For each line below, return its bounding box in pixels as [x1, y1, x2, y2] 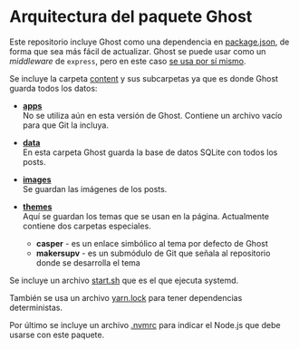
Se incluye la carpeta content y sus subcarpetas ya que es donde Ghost [9, 73, 279, 83]
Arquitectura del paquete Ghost [9, 6, 253, 27]
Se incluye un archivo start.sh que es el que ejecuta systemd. [9, 275, 239, 286]
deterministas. [9, 302, 63, 313]
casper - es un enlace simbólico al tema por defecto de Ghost [35, 238, 269, 248]
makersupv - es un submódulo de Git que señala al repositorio [35, 247, 271, 258]
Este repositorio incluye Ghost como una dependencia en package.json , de [9, 36, 290, 47]
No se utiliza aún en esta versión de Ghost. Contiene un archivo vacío [22, 110, 283, 121]
